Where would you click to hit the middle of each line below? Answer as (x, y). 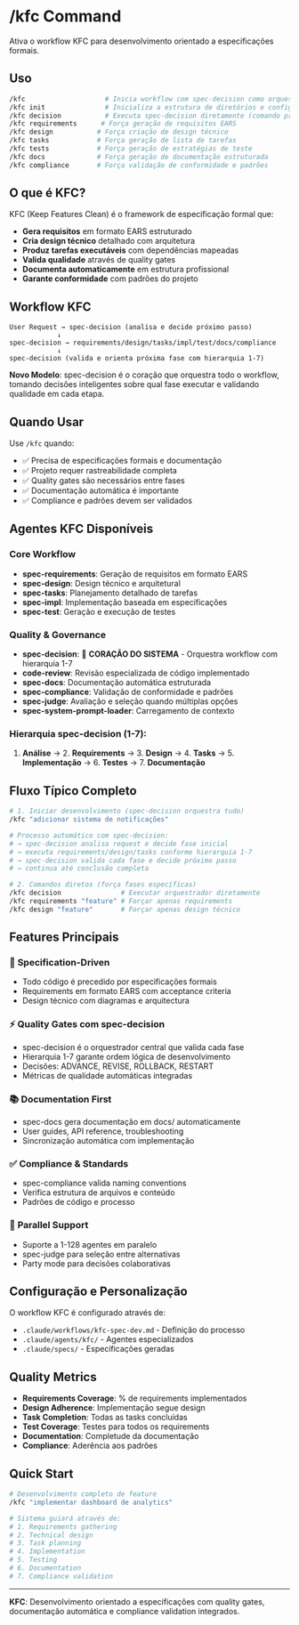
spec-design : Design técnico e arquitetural (101, 583)
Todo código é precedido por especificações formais (120, 982)
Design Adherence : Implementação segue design (114, 1408)
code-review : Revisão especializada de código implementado (136, 673)
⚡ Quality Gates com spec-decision (87, 1024)
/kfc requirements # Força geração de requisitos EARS (123, 124)
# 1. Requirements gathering (63, 1527)
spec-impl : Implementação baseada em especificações (125, 602)
